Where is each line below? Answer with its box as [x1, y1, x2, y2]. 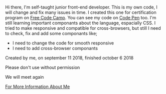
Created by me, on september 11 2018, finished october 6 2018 [5, 55, 134, 61]
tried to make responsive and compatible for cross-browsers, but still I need [5, 25, 161, 31]
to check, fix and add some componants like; [5, 31, 98, 36]
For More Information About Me [5, 84, 70, 90]
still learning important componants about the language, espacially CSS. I [5, 20, 156, 26]
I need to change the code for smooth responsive [12, 40, 114, 46]
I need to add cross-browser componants [12, 46, 98, 51]
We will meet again [5, 74, 44, 80]
